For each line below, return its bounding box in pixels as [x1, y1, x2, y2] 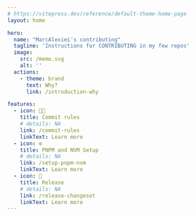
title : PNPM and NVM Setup [20, 147, 99, 154]
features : [7, 101, 37, 108]
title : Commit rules [20, 114, 80, 121]
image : [13, 49, 33, 56]
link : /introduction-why [25, 88, 99, 95]
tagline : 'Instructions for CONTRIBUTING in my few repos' [13, 43, 190, 50]
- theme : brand [20, 75, 65, 82]
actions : [13, 68, 39, 76]
